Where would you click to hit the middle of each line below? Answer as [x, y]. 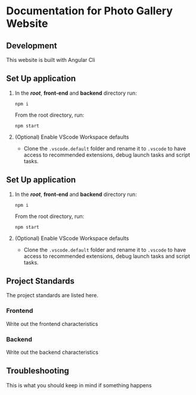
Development [32, 46]
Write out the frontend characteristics [52, 324]
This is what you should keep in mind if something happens [79, 385]
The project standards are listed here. [52, 296]
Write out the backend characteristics [52, 352]
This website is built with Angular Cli [51, 60]
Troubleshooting [38, 371]
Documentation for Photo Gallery [89, 11]
